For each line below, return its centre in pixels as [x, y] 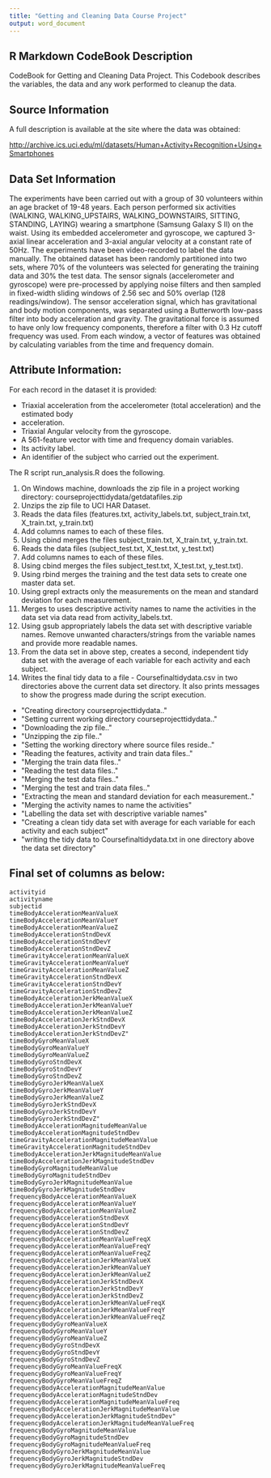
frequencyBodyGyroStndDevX [55, 1345]
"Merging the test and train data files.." [85, 788]
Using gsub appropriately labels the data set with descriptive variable [136, 626]
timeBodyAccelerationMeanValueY [64, 920]
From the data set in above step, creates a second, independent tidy [135, 652]
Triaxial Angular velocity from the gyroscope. [96, 431]
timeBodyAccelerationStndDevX [60, 934]
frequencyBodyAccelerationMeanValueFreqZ [80, 1253]
